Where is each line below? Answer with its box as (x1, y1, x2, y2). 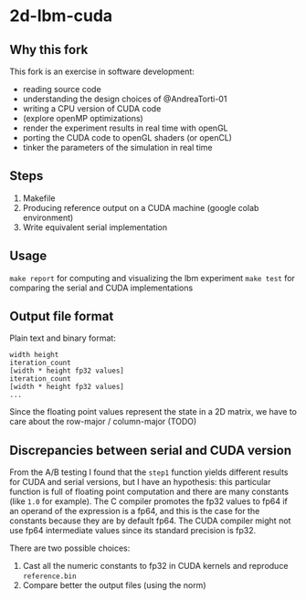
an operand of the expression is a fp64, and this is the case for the (9, 506, 260, 517)
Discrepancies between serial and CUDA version (9, 442, 292, 458)
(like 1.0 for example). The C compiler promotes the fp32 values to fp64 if (9, 496, 288, 507)
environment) (22, 212, 74, 223)
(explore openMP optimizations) (22, 113, 143, 123)
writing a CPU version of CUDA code (22, 103, 162, 114)
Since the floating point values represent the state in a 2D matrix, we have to (9, 406, 297, 417)
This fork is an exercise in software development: (9, 66, 195, 77)
